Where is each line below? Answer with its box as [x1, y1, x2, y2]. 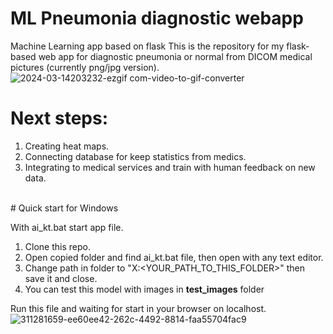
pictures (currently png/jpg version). [10, 61, 160, 73]
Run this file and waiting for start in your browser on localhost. [10, 302, 267, 314]
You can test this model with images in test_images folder [24, 283, 265, 295]
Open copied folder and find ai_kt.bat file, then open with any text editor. [24, 251, 324, 263]
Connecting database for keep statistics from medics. [24, 150, 247, 162]
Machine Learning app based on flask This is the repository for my [10, 40, 285, 52]
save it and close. [24, 272, 98, 284]
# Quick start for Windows [10, 202, 119, 214]
